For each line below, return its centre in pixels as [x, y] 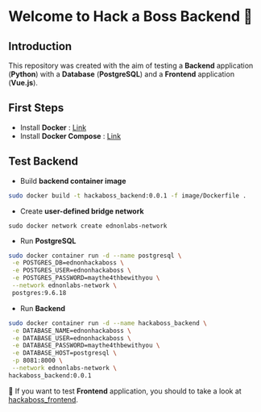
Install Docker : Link [53, 127]
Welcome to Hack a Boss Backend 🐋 [130, 17]
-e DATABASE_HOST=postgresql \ [64, 353]
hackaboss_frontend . [43, 399]
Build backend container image [73, 181]
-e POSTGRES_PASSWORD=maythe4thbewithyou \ [86, 278]
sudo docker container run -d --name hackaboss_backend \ [108, 323]
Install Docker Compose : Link [70, 135]
